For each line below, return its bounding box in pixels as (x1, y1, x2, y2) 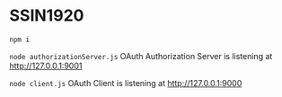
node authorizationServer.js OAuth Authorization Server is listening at (9, 50, 273, 61)
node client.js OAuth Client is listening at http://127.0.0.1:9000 (9, 77, 242, 88)
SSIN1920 (9, 5, 84, 26)
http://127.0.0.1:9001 (9, 60, 83, 71)
